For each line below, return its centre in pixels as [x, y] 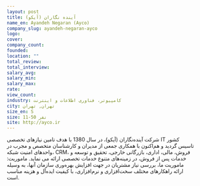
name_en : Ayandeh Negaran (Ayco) [48, 23]
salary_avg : [21, 73]
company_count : [26, 45]
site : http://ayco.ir [34, 123]
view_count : [21, 95]
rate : [13, 89]
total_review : [24, 61]
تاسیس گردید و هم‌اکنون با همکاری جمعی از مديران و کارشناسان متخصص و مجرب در [100, 146]
